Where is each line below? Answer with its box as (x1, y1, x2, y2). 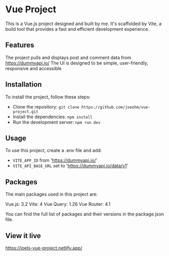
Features (5, 41, 34, 50)
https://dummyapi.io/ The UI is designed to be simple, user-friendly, (5, 60, 149, 66)
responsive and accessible (5, 65, 62, 71)
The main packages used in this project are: (5, 191, 98, 198)
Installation (5, 80, 42, 89)
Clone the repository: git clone (12, 103, 79, 110)
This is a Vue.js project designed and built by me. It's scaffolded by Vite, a (5, 20, 162, 27)
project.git (12, 109, 38, 114)
